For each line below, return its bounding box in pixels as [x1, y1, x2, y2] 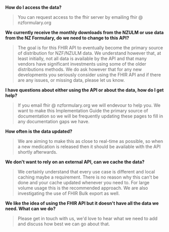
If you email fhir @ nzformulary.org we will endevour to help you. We [17, 102, 161, 108]
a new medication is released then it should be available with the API [17, 143, 161, 150]
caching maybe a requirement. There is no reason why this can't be [17, 174, 159, 180]
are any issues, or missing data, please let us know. [17, 77, 125, 83]
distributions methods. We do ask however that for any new [17, 66, 142, 72]
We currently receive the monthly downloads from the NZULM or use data [5, 30, 164, 35]
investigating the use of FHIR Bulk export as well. [17, 190, 120, 196]
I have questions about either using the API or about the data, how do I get [5, 87, 164, 93]
